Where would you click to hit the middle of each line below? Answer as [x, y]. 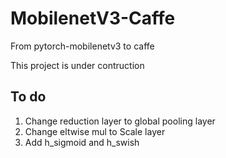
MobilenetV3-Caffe [93, 18]
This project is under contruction [77, 65]
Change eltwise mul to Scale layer [95, 131]
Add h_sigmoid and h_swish [82, 142]
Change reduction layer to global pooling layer [120, 121]
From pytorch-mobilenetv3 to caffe [82, 46]
